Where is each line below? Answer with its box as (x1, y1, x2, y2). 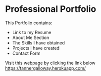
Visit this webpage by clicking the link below (5, 60, 96, 66)
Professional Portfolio (5, 3, 97, 15)
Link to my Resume (12, 29, 51, 35)
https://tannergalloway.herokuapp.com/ (5, 65, 86, 71)
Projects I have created (12, 45, 60, 51)
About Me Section (12, 35, 50, 40)
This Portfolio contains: (5, 20, 52, 26)
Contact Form (12, 50, 41, 56)
